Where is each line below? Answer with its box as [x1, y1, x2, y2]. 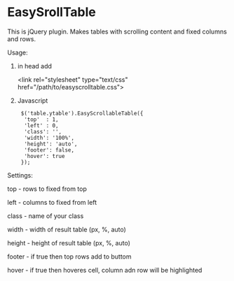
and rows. [7, 34, 36, 43]
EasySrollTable [7, 4, 97, 20]
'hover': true [24, 152, 65, 159]
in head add [17, 62, 53, 70]
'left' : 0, [24, 122, 59, 129]
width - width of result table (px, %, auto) [7, 225, 126, 233]
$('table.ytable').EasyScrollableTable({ [20, 110, 144, 117]
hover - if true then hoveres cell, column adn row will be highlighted [7, 266, 202, 274]
